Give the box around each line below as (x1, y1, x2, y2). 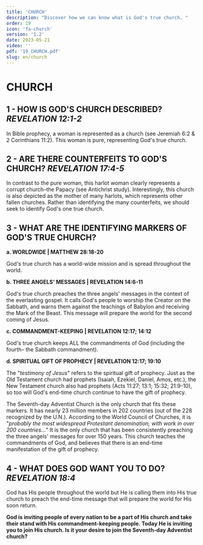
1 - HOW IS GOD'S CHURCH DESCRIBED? (6, 104, 162, 115)
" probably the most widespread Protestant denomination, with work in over (6, 420, 195, 427)
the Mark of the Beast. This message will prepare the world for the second (6, 310, 192, 317)
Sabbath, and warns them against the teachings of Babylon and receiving (6, 303, 190, 310)
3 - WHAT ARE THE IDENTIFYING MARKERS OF (6, 223, 187, 233)
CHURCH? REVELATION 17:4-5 (6, 163, 125, 174)
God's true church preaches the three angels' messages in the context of (6, 290, 190, 297)
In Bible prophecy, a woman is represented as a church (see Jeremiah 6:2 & (6, 130, 195, 137)
